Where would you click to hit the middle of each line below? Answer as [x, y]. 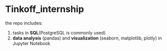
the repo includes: [24, 23]
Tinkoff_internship [45, 9]
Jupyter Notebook [31, 43]
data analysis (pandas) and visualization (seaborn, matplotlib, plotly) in [87, 38]
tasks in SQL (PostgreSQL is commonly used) [59, 32]
